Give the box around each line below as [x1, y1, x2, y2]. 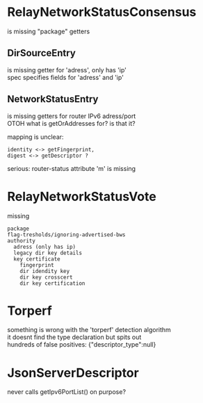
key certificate [13, 255, 60, 263]
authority [7, 237, 36, 244]
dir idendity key [19, 268, 70, 274]
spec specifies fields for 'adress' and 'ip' [7, 73, 124, 81]
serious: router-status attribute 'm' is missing [7, 164, 136, 172]
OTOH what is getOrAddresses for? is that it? [7, 119, 136, 127]
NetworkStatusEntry [7, 93, 99, 105]
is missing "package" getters [7, 27, 90, 35]
